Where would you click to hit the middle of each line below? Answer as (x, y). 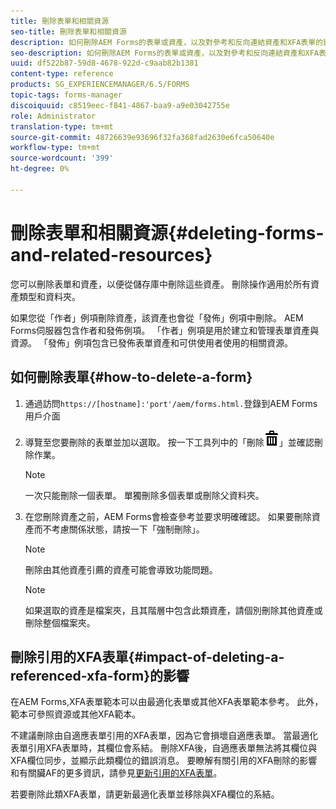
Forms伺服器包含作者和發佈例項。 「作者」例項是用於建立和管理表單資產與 (165, 330)
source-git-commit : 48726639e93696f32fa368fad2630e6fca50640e (142, 137)
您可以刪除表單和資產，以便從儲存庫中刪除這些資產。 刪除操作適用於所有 (160, 284)
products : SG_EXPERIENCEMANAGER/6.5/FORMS (100, 85)
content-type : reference (62, 74)
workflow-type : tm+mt (55, 148)
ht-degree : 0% (40, 169)
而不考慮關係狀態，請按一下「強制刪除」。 (119, 529)
